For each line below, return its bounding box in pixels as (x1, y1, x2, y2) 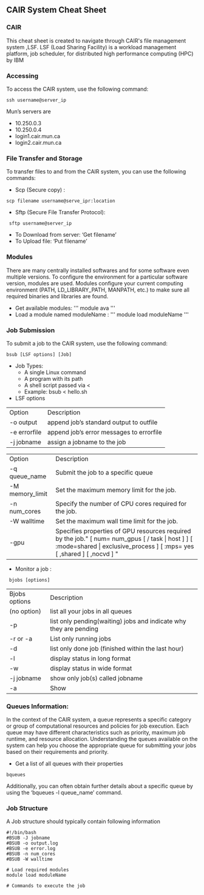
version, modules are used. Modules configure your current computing (6, 279, 183, 287)
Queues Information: (6, 702, 69, 711)
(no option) (9, 607, 41, 615)
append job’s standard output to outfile (47, 418, 158, 427)
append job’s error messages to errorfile (47, 428, 162, 436)
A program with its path (24, 375, 83, 382)
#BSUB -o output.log (6, 840, 59, 846)
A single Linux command (24, 368, 86, 376)
